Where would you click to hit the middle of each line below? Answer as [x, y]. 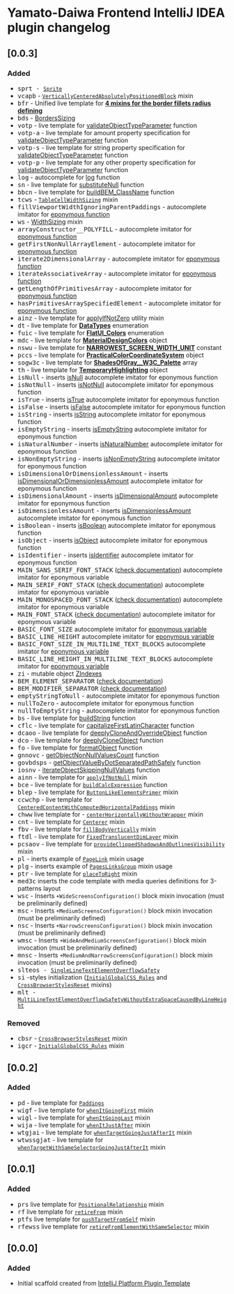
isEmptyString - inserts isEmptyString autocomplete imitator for [112, 429]
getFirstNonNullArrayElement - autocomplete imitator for [107, 244]
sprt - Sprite [40, 88]
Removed [24, 1023]
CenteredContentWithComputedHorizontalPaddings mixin [96, 807]
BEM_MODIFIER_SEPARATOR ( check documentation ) [92, 688]
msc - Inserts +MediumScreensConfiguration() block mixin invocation [115, 911]
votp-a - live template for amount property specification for [104, 132]
